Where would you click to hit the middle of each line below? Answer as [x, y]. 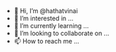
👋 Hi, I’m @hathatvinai [46, 11]
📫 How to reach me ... [46, 41]
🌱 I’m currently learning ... [51, 26]
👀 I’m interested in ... [44, 18]
